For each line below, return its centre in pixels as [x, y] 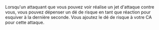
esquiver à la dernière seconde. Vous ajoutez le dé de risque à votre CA [79, 17]
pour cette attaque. [25, 22]
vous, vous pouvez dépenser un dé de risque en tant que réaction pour [78, 12]
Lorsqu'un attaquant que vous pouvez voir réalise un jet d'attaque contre [80, 7]
